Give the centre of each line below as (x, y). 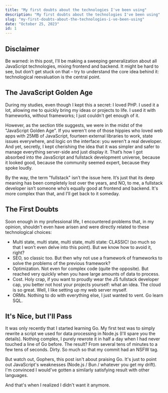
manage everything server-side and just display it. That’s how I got (74, 152)
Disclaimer (22, 49)
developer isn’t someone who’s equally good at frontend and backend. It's (82, 188)
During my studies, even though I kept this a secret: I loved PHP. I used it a (82, 105)
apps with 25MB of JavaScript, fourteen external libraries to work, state (79, 136)
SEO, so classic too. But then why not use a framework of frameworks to (87, 258)
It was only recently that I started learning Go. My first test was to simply (80, 328)
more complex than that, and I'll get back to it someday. (63, 193)
